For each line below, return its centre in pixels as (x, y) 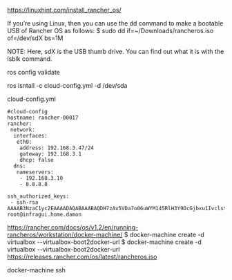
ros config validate (34, 72)
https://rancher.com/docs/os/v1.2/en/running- (73, 227)
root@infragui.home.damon (44, 214)
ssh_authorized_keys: (38, 196)
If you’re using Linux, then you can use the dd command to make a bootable (115, 23)
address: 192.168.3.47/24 (57, 148)
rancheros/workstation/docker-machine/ (65, 235)
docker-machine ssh (36, 270)
